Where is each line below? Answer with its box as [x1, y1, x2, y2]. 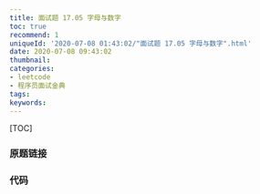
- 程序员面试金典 [9, 81, 66, 90]
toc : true [9, 22, 47, 31]
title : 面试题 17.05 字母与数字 [9, 13, 121, 23]
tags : [9, 89, 30, 98]
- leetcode [9, 73, 51, 82]
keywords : [9, 97, 47, 107]
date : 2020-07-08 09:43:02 [9, 47, 112, 56]
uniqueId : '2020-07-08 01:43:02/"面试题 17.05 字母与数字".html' [9, 38, 253, 48]
